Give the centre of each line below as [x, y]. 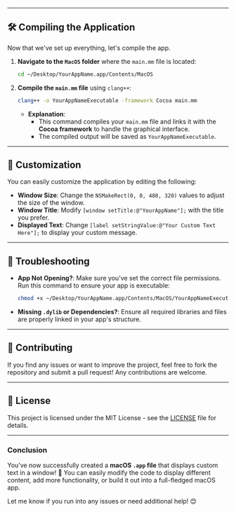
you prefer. [33, 217]
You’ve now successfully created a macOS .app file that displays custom [113, 465]
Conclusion [27, 450]
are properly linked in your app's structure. [79, 319]
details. [18, 425]
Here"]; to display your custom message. [77, 233]
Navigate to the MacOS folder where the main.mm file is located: [107, 61]
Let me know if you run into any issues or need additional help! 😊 [102, 501]
